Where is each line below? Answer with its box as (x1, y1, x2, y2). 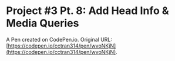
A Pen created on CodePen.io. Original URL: (6, 36, 113, 43)
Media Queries (6, 16, 79, 30)
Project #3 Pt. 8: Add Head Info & (6, 4, 169, 18)
